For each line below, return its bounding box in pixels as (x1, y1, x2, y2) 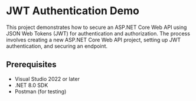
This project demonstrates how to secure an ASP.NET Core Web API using (6, 24, 187, 31)
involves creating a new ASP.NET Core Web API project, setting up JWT (6, 36, 181, 43)
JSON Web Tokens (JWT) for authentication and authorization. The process (6, 30, 191, 37)
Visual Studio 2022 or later (14, 75, 80, 82)
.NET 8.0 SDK (14, 82, 48, 89)
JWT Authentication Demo (6, 4, 140, 18)
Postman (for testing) (14, 87, 67, 95)
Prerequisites (6, 60, 57, 70)
